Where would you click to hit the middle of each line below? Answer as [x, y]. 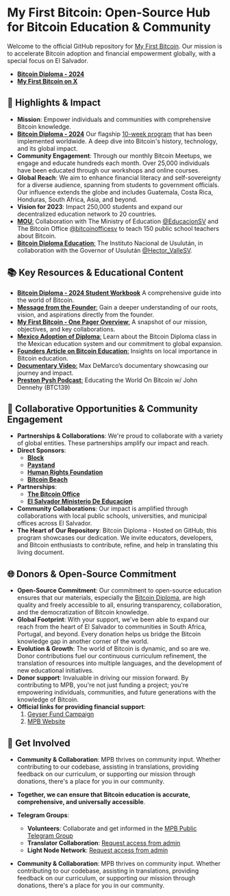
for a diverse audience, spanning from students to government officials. [118, 185]
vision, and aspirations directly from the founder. [86, 314]
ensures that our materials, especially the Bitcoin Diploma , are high [111, 598]
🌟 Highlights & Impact [54, 103]
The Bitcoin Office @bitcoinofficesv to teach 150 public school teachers [118, 228]
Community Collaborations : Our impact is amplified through [102, 509]
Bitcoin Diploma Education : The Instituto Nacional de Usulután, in [110, 243]
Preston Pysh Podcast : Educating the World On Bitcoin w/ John [107, 380]
